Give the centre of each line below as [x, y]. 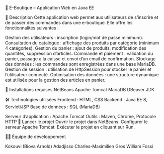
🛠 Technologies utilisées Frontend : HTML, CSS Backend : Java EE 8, [76, 99]
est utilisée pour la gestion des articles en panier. [55, 80]
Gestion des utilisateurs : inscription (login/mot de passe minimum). [74, 38]
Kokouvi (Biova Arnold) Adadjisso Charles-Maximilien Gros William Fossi [79, 146]
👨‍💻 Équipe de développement [36, 137]
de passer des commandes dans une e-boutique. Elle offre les [69, 23]
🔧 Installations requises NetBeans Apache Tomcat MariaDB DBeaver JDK [80, 89]
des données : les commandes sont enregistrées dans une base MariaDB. [81, 64]
